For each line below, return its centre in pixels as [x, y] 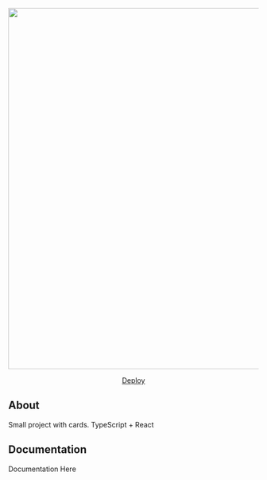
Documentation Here [43, 469]
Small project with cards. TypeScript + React [81, 424]
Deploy [133, 380]
